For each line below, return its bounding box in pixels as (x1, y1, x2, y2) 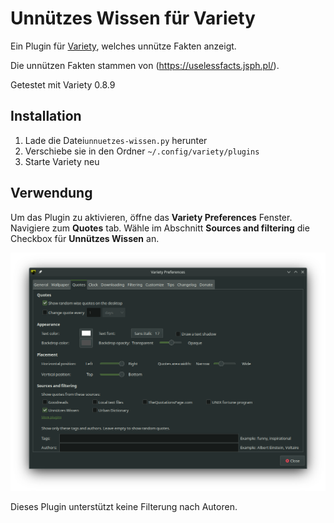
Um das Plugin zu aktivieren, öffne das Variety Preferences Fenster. (10, 211, 293, 223)
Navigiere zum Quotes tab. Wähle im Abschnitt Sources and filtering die (10, 222, 310, 234)
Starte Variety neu (24, 155, 100, 167)
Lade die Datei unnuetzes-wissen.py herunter (24, 134, 208, 146)
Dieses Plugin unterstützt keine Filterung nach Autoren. (10, 501, 238, 512)
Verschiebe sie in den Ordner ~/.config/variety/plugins (24, 145, 260, 157)
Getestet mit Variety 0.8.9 (10, 78, 116, 91)
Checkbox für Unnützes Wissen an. (10, 232, 160, 244)
